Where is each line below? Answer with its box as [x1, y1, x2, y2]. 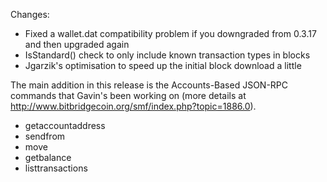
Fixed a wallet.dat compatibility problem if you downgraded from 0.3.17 [24, 28, 317, 39]
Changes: [10, 9, 50, 20]
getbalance [24, 152, 72, 163]
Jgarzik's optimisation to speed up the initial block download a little [24, 60, 302, 71]
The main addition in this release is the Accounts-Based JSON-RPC [10, 79, 289, 91]
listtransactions [24, 162, 88, 174]
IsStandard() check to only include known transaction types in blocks [24, 49, 311, 61]
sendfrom [24, 130, 66, 142]
